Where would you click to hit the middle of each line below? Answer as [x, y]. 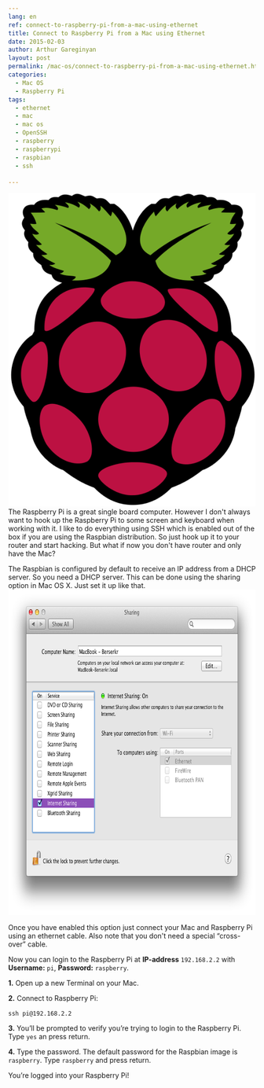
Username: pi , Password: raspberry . [69, 968]
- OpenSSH [31, 133]
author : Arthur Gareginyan [52, 50]
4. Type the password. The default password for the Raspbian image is [123, 1051]
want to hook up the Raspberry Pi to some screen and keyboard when [121, 520]
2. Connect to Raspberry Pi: [53, 998]
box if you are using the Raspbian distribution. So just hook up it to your [124, 537]
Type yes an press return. [49, 1036]
